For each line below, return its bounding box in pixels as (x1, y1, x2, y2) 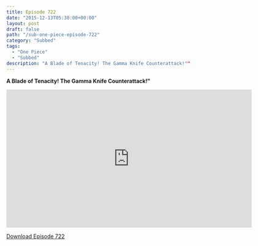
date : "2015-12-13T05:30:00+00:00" (6, 15, 97, 21)
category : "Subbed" (6, 37, 56, 44)
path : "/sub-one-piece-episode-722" (6, 32, 100, 38)
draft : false (6, 26, 40, 33)
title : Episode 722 (6, 9, 56, 15)
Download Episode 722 (6, 233, 66, 240)
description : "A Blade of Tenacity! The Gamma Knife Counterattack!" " (6, 60, 191, 66)
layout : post (6, 20, 40, 26)
